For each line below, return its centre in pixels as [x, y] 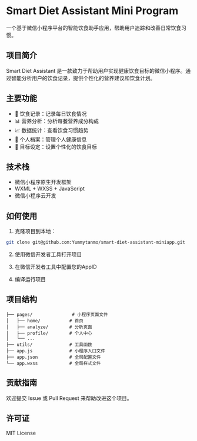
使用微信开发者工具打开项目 [48, 254]
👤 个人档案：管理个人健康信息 [51, 139]
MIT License [21, 433]
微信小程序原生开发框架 [43, 182]
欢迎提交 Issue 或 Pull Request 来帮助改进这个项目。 [69, 398]
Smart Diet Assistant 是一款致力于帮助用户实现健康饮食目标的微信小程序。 [96, 70]
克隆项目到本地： [35, 231]
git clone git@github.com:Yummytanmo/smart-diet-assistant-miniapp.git [96, 243]
